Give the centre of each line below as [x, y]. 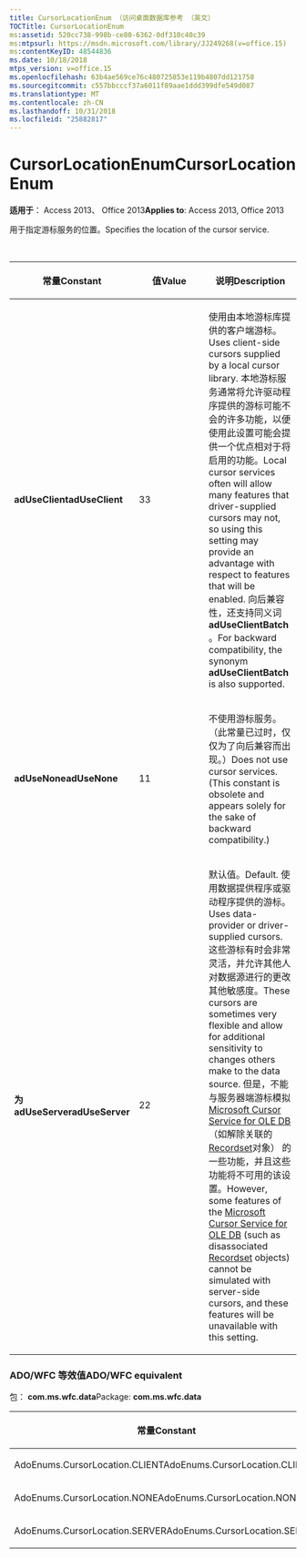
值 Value [169, 281]
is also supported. [246, 684]
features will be [241, 1315]
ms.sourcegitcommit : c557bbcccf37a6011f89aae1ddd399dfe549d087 [132, 86]
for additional [237, 1037]
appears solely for [247, 806]
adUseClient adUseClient [68, 500]
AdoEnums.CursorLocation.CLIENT [89, 1465]
